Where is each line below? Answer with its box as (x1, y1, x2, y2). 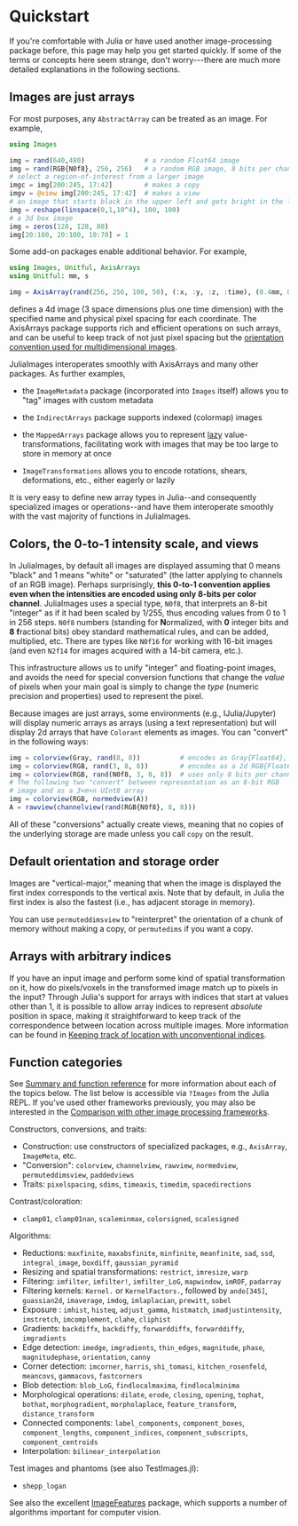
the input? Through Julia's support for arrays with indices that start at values (9, 991, 289, 1002)
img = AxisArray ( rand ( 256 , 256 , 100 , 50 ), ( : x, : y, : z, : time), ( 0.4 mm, (9, 288, 284, 297)
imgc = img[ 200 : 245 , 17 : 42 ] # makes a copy (9, 180, 200, 190)
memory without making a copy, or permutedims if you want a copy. (9, 923, 254, 934)
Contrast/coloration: (9, 1196, 82, 1207)
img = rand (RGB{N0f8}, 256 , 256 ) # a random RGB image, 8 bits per (9, 164, 272, 173)
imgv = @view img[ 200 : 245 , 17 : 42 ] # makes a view (9, 189, 200, 198)
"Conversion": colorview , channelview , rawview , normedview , (21, 1160, 239, 1171)
